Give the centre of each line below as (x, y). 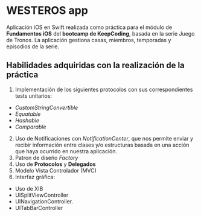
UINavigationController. (44, 201)
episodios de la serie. (33, 46)
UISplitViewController (42, 195)
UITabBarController (39, 208)
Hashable (27, 120)
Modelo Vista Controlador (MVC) (56, 170)
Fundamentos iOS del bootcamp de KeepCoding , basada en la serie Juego (101, 33)
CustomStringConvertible (46, 107)
